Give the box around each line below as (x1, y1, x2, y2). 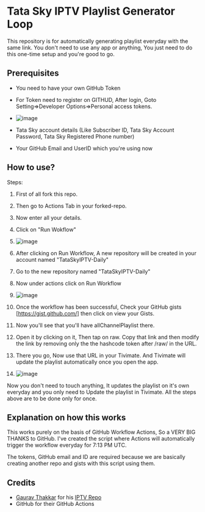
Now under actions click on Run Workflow (15, 279, 121, 287)
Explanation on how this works (7, 412, 126, 422)
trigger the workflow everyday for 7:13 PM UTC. (7, 441, 127, 449)
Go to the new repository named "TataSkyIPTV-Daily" (15, 267, 151, 275)
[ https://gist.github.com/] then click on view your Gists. (15, 309, 155, 317)
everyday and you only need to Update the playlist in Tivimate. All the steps (7, 388, 196, 395)
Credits (7, 477, 36, 488)
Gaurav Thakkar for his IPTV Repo (15, 494, 102, 501)
